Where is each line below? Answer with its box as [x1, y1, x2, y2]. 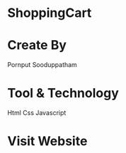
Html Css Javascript [7, 109, 67, 117]
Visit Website [7, 133, 88, 149]
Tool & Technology [7, 85, 119, 102]
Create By [7, 37, 67, 54]
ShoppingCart [7, 5, 92, 21]
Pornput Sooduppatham [7, 61, 78, 69]
